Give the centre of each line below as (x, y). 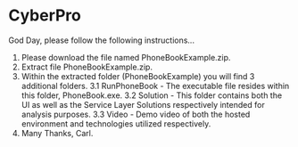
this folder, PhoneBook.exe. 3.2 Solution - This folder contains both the (152, 95)
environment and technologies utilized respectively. (116, 123)
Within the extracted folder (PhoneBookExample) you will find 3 (138, 76)
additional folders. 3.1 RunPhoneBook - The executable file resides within (155, 86)
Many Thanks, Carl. (57, 133)
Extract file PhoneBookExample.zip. (87, 67)
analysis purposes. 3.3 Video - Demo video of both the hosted (136, 114)
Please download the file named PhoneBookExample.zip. (126, 57)
